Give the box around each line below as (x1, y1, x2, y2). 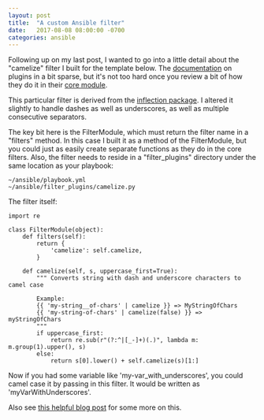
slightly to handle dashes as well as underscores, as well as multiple (8, 104, 229, 113)
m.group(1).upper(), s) (8, 344, 87, 351)
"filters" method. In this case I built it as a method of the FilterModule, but (8, 136, 247, 146)
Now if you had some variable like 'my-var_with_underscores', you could (8, 371, 244, 381)
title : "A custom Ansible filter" (8, 19, 125, 27)
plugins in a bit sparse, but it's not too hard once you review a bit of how (8, 72, 243, 81)
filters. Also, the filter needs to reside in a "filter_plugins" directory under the (8, 153, 257, 162)
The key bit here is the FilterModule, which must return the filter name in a (8, 128, 249, 137)
